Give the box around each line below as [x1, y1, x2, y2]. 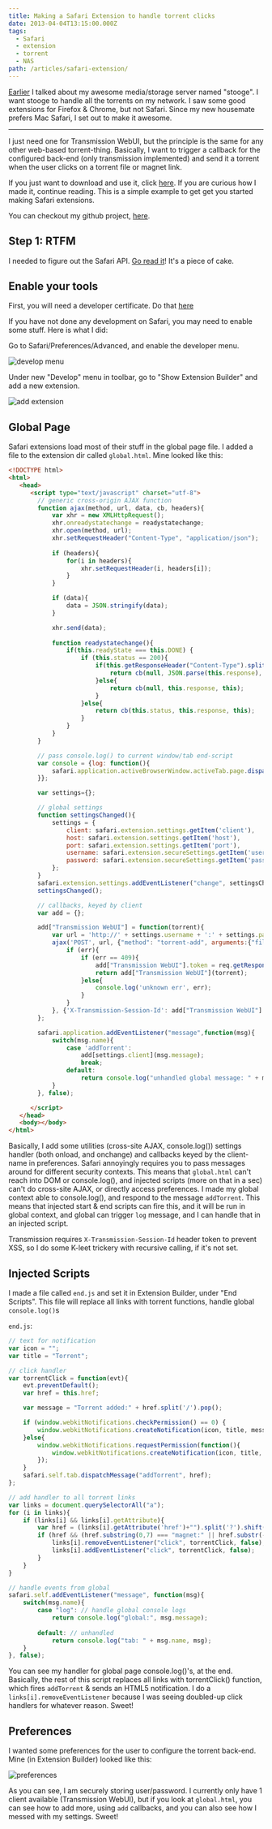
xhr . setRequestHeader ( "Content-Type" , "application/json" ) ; [51, 534, 259, 542]
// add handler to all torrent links [8, 1493, 136, 1502]
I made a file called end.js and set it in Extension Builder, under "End [8, 1288, 237, 1297]
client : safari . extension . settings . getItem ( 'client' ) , [66, 826, 255, 835]
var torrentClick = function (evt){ [8, 1374, 129, 1383]
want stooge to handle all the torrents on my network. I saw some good [8, 95, 246, 106]
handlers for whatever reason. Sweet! [8, 1701, 134, 1710]
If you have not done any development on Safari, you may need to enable [8, 317, 253, 326]
